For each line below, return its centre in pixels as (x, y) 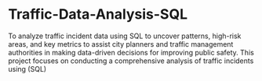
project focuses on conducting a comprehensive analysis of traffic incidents (131, 61)
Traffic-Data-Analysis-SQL (98, 14)
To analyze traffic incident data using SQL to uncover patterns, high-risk (125, 36)
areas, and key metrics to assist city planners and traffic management (121, 44)
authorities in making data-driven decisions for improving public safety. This (131, 52)
